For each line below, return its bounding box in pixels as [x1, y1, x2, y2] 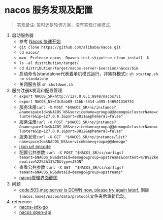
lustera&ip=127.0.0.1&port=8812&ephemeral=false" [19, 129, 124, 134]
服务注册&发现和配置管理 [11, 87, 63, 93]
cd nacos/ [19, 50, 40, 55]
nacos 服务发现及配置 [4, 4, 93, 16]
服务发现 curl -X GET [19, 134, 61, 140]
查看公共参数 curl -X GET [19, 164, 71, 170]
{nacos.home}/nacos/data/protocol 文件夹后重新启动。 [19, 193, 129, 199]
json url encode [19, 144, 51, 149]
